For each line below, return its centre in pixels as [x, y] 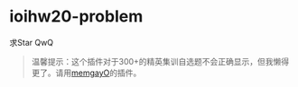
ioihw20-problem [76, 17]
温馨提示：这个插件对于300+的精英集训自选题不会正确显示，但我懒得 [160, 61]
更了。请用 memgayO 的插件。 [86, 73]
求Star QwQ [32, 42]
